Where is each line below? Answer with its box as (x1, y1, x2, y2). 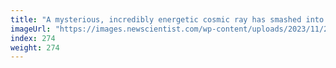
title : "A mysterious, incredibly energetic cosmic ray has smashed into (10, 14, 325, 25)
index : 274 (10, 33, 56, 43)
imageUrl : (10, 24, 52, 34)
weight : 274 (10, 42, 60, 53)
